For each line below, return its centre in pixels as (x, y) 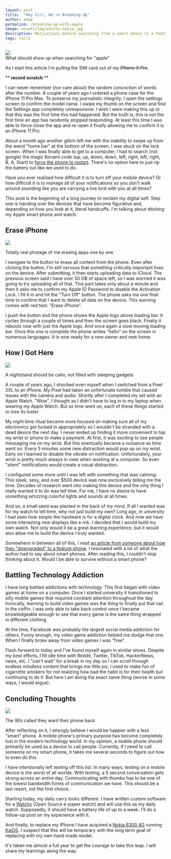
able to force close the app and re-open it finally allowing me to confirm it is (85, 125)
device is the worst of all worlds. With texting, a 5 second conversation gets (85, 773)
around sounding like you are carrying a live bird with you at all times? (78, 188)
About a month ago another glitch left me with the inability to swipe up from (84, 140)
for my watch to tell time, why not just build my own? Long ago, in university (85, 511)
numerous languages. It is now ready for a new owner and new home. (78, 337)
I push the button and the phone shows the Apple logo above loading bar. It (84, 315)
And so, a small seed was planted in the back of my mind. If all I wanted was (85, 506)
